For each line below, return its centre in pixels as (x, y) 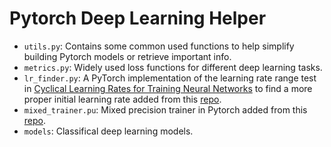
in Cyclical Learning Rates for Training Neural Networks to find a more (168, 88)
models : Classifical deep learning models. (108, 131)
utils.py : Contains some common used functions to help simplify (159, 46)
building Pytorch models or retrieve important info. (127, 56)
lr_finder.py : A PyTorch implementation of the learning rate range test (170, 78)
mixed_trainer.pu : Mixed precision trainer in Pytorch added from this (165, 109)
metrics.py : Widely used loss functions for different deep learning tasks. (173, 67)
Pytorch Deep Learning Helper (138, 18)
